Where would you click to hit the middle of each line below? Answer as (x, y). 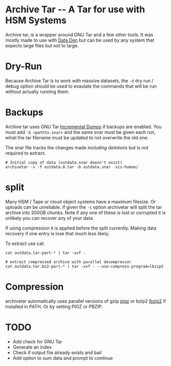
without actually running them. (37, 92)
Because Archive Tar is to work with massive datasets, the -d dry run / (79, 80)
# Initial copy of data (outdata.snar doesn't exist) (64, 162)
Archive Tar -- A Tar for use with (75, 10)
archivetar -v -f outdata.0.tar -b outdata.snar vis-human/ (72, 167)
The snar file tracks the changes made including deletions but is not (77, 147)
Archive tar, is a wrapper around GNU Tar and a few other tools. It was (79, 34)
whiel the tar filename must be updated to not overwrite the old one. (77, 137)
